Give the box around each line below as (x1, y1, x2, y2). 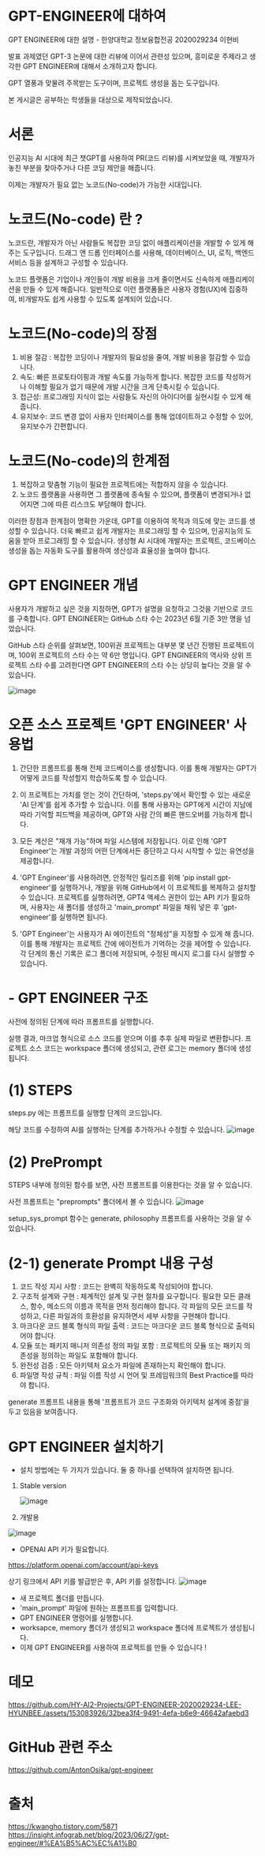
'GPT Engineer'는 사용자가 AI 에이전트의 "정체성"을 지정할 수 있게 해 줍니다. (19, 929, 255, 938)
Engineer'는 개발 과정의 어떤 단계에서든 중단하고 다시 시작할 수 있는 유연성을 (19, 846, 255, 855)
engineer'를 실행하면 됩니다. (19, 912, 108, 922)
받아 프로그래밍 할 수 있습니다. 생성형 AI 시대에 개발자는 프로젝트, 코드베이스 (22, 536, 256, 545)
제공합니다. (19, 855, 54, 865)
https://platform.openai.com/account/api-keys (8, 1560, 159, 1570)
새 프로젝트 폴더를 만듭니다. (19, 1593, 105, 1603)
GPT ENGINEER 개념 (8, 576, 139, 594)
